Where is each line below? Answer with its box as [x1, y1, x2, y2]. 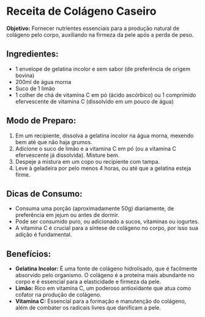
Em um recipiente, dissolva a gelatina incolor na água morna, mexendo [15, 132, 194, 139]
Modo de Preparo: [6, 115, 76, 126]
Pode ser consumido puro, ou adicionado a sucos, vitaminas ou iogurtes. [15, 218, 199, 225]
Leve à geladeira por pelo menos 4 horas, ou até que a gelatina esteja [15, 164, 192, 172]
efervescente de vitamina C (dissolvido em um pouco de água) [15, 97, 174, 105]
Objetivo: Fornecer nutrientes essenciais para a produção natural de [6, 25, 179, 32]
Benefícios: [6, 248, 51, 259]
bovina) [15, 72, 35, 79]
